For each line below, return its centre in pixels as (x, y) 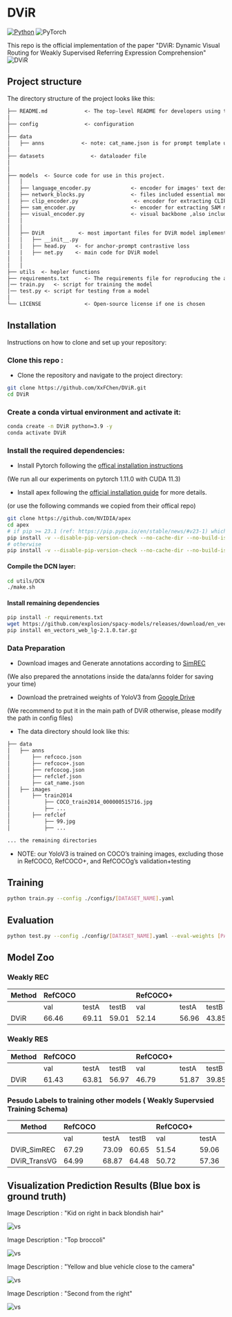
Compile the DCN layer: (41, 566)
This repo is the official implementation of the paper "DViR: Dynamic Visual (114, 45)
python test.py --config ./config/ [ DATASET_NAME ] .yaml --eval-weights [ (114, 936)
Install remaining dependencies (54, 602)
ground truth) (37, 1196)
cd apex (18, 525)
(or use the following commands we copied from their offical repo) (101, 506)
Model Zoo (31, 958)
